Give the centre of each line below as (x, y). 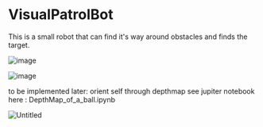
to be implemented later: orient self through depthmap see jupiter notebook (131, 91)
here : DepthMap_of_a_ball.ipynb (62, 99)
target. (19, 44)
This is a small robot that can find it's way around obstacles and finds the (128, 37)
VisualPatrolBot (61, 15)
